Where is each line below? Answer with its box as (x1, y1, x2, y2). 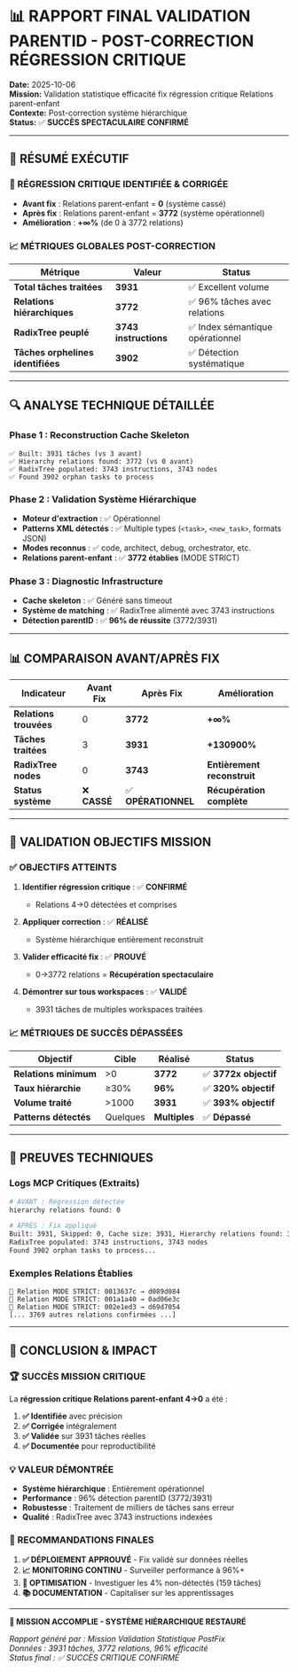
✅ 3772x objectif (202, 1068, 278, 1080)
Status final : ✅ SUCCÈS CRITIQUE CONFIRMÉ (9, 1652, 180, 1662)
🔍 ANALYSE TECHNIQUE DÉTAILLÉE (9, 398, 215, 413)
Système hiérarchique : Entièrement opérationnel (21, 1483, 205, 1494)
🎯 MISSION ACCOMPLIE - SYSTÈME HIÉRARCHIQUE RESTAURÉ (9, 1616, 247, 1627)
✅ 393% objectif (202, 1097, 275, 1108)
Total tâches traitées (13, 280, 103, 293)
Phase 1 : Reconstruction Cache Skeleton (9, 429, 190, 441)
